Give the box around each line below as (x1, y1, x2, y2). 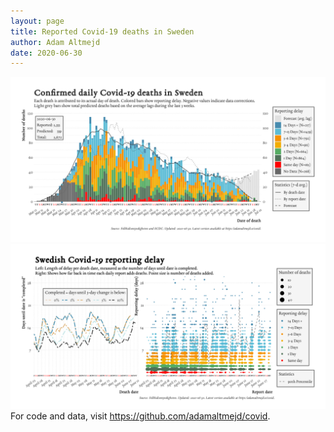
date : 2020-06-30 (10, 48, 83, 58)
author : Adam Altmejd (10, 37, 101, 47)
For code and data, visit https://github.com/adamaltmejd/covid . (10, 410, 271, 422)
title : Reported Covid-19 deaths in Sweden (10, 26, 195, 37)
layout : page (10, 16, 65, 26)
